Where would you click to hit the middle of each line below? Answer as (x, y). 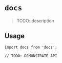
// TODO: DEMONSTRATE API (31, 56)
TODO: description (35, 21)
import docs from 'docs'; (31, 47)
